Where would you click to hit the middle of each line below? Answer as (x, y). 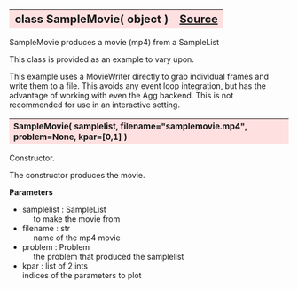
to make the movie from (77, 219)
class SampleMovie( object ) (92, 19)
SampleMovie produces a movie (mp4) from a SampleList (114, 42)
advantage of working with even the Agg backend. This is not (122, 95)
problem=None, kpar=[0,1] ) (70, 137)
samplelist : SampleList (64, 209)
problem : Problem (56, 246)
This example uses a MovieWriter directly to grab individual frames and (139, 76)
